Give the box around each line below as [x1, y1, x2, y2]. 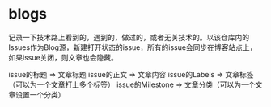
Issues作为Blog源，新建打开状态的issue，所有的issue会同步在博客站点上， [8, 42, 257, 52]
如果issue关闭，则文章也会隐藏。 [8, 52, 119, 62]
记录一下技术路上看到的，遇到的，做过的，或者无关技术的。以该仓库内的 [8, 32, 249, 42]
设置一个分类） [15, 89, 66, 99]
